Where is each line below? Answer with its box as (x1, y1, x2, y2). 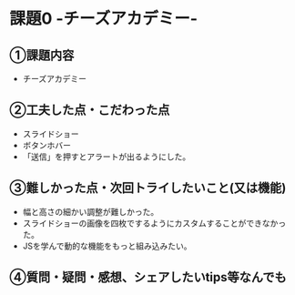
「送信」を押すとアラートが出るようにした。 (22, 151, 191, 162)
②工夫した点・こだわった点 (9, 102, 170, 118)
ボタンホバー (22, 139, 71, 150)
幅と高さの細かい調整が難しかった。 (22, 206, 159, 217)
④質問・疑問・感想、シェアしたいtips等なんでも (9, 270, 287, 285)
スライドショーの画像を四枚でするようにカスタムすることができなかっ (22, 218, 287, 229)
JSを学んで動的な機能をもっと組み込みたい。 (22, 240, 193, 251)
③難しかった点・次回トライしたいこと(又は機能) (9, 180, 287, 196)
